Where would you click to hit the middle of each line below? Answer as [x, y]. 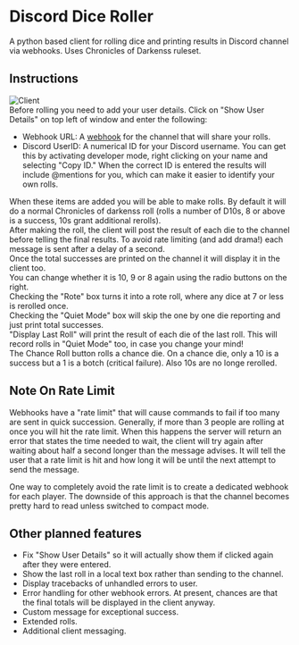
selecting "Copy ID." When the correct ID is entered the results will [144, 165]
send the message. [45, 469]
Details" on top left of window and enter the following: [108, 119]
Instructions [44, 79]
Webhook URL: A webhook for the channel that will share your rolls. [146, 137]
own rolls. [40, 184]
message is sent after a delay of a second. [87, 248]
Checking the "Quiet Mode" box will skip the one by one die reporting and [145, 315]
